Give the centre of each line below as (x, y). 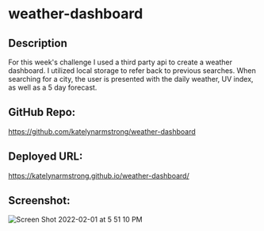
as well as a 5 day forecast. (53, 87)
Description (38, 43)
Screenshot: (39, 200)
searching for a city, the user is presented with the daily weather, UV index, (131, 79)
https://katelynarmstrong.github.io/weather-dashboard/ (99, 175)
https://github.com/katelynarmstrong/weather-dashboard (102, 131)
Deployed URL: (46, 157)
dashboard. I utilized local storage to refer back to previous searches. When (132, 71)
